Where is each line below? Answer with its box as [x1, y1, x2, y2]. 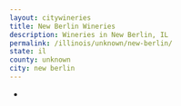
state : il [9, 47, 47, 56]
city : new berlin [9, 64, 75, 73]
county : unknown [9, 55, 71, 64]
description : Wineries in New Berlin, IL [9, 30, 169, 39]
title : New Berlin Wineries [9, 22, 116, 31]
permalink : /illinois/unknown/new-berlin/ [9, 38, 173, 48]
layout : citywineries [9, 13, 92, 23]
